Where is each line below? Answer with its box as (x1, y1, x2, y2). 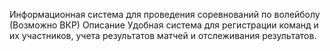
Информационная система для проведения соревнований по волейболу (9, 9, 321, 20)
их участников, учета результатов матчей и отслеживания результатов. (9, 30, 317, 41)
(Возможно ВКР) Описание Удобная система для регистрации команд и (9, 19, 319, 31)
